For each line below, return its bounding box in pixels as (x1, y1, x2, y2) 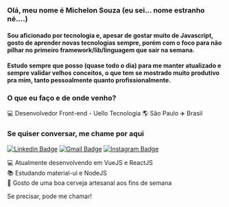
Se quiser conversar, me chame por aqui (7, 129, 145, 139)
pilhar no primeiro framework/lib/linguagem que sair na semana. (7, 45, 195, 54)
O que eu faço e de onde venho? (7, 94, 117, 103)
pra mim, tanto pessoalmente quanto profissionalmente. (7, 76, 171, 85)
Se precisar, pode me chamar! (7, 192, 93, 200)
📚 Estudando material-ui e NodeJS (7, 168, 108, 177)
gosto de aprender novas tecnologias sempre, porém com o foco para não (7, 39, 222, 47)
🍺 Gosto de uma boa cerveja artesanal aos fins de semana (7, 178, 172, 187)
